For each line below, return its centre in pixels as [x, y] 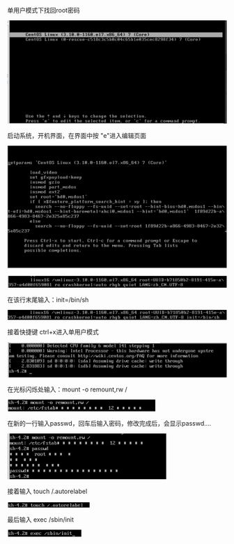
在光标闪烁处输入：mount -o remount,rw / [67, 389]
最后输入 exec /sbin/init [41, 519]
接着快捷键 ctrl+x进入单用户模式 [53, 332]
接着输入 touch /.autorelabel [47, 491]
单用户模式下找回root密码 [44, 10]
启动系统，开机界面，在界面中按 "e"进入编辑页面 [77, 135]
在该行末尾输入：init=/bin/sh [48, 300]
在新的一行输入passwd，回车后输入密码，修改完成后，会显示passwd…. [109, 423]
